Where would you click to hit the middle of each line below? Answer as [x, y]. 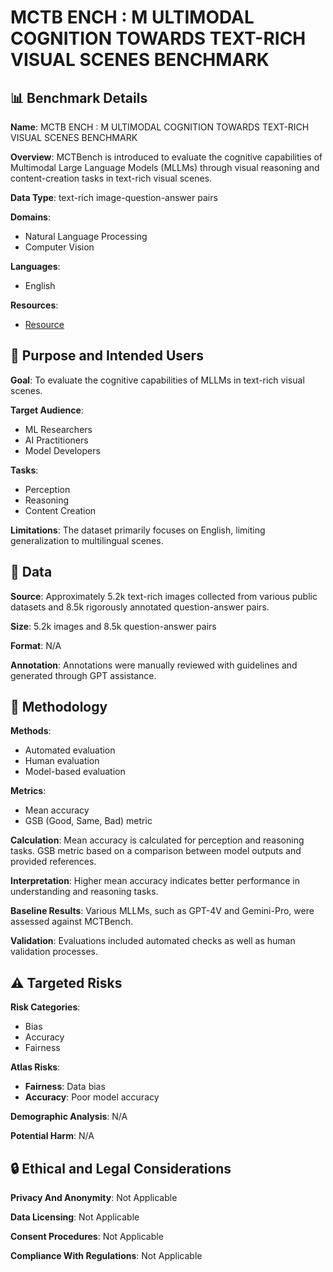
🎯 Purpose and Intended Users [107, 356]
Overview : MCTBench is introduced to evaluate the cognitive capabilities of [166, 157]
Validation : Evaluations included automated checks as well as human [153, 941]
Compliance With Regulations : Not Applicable [106, 1256]
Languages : [35, 266]
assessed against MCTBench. [71, 922]
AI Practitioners [56, 440]
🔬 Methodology [59, 707]
